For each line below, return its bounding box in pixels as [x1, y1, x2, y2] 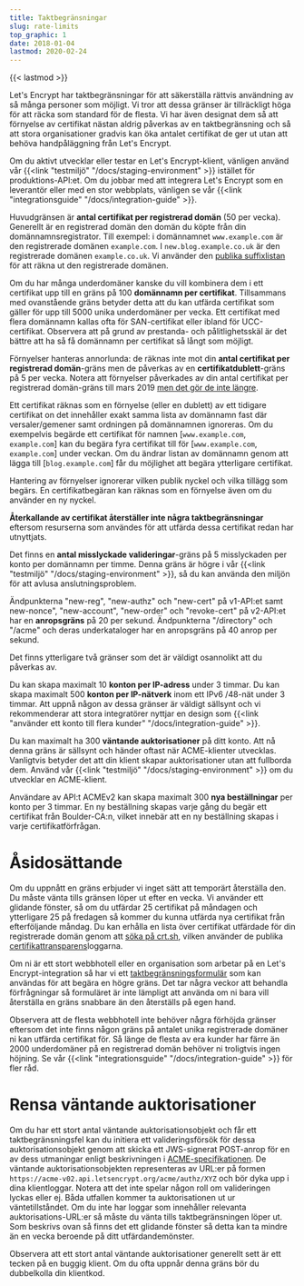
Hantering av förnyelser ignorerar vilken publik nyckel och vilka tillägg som [9, 475, 289, 486]
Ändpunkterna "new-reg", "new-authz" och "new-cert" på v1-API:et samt [9, 596, 284, 607]
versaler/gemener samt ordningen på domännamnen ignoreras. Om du [9, 419, 274, 430]
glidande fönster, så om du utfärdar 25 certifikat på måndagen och [9, 902, 259, 913]
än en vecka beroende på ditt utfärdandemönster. [9, 1231, 195, 1241]
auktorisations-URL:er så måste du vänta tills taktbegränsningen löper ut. [9, 1211, 283, 1222]
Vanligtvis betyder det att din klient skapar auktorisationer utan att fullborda [9, 755, 292, 766]
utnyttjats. [9, 532, 47, 543]
